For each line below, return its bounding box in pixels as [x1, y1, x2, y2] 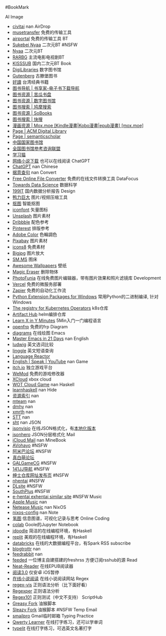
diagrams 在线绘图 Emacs [12, 330, 66, 336]
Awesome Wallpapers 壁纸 [12, 263, 67, 268]
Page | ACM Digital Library [12, 128, 67, 134]
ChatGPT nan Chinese [12, 163, 58, 169]
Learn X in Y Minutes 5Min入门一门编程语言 [12, 318, 102, 323]
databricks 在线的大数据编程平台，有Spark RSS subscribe [12, 540, 131, 546]
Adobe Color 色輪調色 [12, 232, 57, 238]
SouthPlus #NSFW [12, 488, 51, 494]
